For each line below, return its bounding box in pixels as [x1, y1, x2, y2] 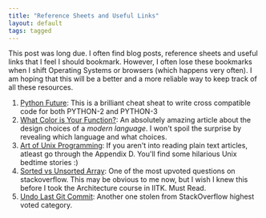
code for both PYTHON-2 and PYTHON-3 [19, 107, 158, 116]
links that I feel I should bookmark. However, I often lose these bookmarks [8, 57, 252, 67]
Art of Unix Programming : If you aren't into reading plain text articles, [19, 141, 248, 151]
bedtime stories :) [19, 158, 79, 168]
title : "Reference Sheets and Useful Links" [8, 11, 159, 20]
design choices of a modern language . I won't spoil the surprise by [19, 123, 242, 133]
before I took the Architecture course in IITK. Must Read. [19, 184, 207, 193]
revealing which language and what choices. [19, 132, 167, 142]
